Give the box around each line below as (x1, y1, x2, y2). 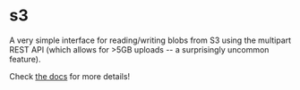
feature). (9, 53, 41, 64)
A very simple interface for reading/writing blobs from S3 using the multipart (9, 35, 292, 45)
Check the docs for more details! (9, 70, 131, 81)
